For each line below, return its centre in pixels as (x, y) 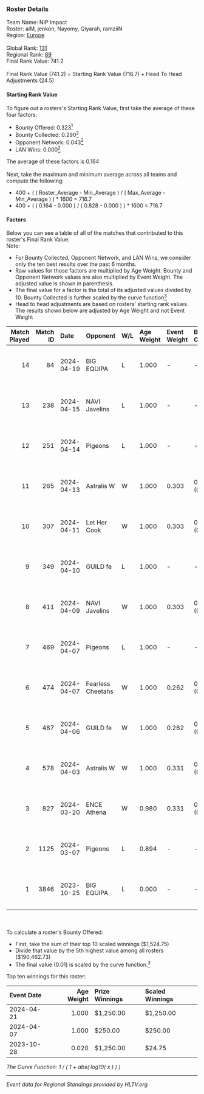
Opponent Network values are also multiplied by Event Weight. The (99, 277)
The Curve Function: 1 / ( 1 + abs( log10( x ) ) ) (63, 1067)
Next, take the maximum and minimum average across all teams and (92, 175)
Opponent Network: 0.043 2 (49, 142)
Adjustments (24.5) (30, 80)
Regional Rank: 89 (29, 55)
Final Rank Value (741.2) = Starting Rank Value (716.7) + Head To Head (94, 74)
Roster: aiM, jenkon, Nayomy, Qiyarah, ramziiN (64, 29)
